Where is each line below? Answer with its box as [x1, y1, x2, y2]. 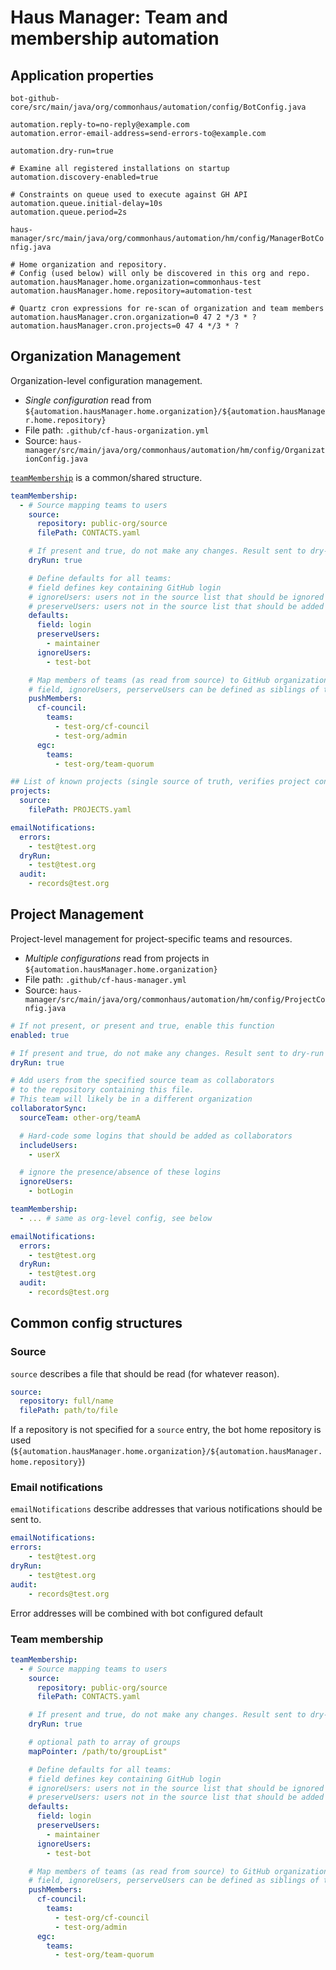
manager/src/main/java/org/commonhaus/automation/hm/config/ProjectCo [24, 994, 326, 1005]
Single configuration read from [24, 394, 152, 406]
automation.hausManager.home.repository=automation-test [10, 286, 253, 296]
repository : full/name [19, 1396, 114, 1406]
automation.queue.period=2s [10, 207, 128, 217]
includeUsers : [19, 1140, 78, 1150]
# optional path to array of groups [28, 1737, 182, 1748]
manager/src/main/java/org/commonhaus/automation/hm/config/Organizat [24, 445, 326, 455]
